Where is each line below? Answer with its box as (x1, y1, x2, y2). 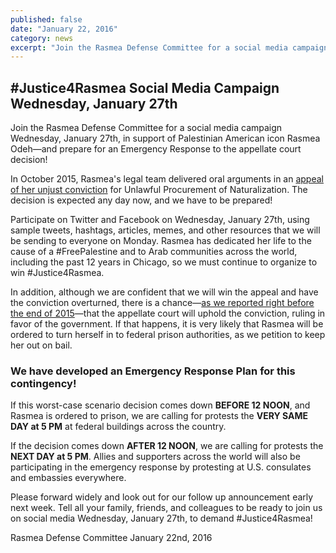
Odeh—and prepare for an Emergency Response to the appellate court (10, 143, 302, 155)
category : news (10, 33, 74, 43)
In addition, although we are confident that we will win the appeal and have (10, 286, 319, 298)
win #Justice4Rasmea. (10, 267, 105, 279)
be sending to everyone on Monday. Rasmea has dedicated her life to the (10, 235, 312, 247)
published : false (10, 14, 83, 25)
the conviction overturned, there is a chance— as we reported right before (10, 297, 315, 309)
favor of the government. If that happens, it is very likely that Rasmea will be (10, 318, 324, 330)
